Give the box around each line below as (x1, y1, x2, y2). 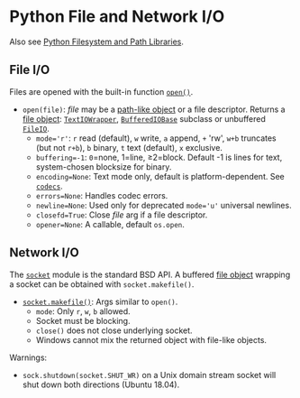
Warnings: (9, 352, 48, 363)
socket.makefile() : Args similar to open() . (22, 296, 178, 307)
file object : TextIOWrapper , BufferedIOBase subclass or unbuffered (22, 113, 266, 124)
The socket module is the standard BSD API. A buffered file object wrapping (9, 269, 291, 280)
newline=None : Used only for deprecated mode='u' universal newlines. (35, 199, 292, 210)
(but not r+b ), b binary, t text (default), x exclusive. (35, 142, 223, 153)
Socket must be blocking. (35, 315, 131, 326)
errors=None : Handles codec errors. (35, 190, 168, 200)
